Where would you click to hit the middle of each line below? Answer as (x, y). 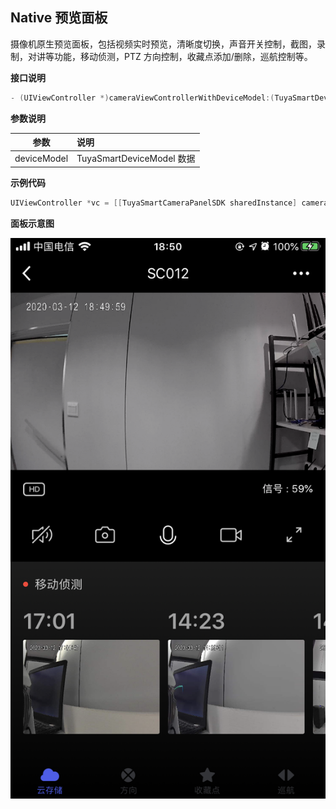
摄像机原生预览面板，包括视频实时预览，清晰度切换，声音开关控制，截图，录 (168, 44)
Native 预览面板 (59, 18)
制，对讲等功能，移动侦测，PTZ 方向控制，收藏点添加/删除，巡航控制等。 (161, 56)
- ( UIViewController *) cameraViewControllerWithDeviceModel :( (142, 98)
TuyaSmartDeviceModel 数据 (136, 159)
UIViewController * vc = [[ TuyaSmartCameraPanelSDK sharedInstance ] (154, 203)
